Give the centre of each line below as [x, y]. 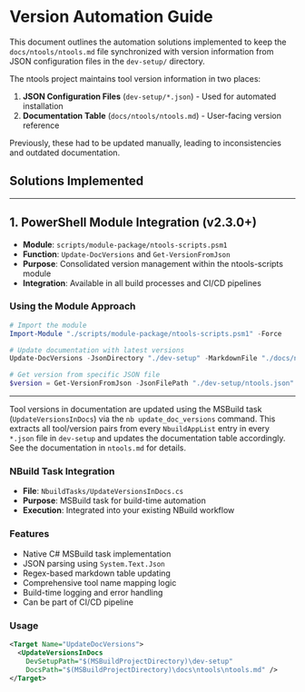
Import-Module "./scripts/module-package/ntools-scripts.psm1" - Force [146, 333]
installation [43, 105]
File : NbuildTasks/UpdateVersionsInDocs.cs [103, 491]
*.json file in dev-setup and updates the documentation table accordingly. [148, 439]
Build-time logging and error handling [93, 592]
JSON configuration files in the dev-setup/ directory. [108, 61]
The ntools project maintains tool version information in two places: [135, 78]
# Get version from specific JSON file [85, 375]
